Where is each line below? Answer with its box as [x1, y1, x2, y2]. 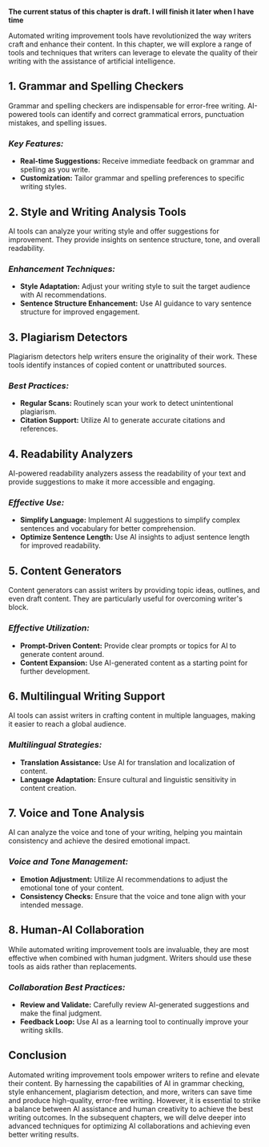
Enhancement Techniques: [8, 263, 116, 274]
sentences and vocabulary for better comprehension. [19, 524, 196, 533]
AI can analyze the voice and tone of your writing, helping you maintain [8, 828, 243, 837]
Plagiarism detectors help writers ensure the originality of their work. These [8, 352, 258, 362]
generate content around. [19, 649, 105, 659]
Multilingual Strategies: [8, 740, 102, 751]
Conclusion [8, 1048, 67, 1062]
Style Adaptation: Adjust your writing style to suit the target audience [19, 282, 251, 291]
